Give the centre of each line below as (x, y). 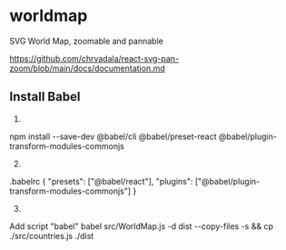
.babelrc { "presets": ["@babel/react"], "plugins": (101, 181)
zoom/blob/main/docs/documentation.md (87, 68)
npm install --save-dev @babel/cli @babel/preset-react (113, 136)
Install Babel (45, 97)
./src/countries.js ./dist (52, 235)
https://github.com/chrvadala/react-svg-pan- (94, 58)
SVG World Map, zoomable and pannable (86, 41)
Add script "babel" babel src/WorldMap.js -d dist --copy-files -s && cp (142, 226)
